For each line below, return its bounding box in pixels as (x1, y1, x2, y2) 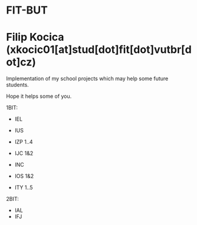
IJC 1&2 (14, 150, 34, 157)
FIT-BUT (6, 4, 48, 17)
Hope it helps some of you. (6, 92, 72, 100)
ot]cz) (6, 55, 37, 69)
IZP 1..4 (14, 138, 34, 145)
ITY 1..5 (14, 184, 34, 191)
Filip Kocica (6, 31, 64, 44)
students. (6, 81, 29, 88)
